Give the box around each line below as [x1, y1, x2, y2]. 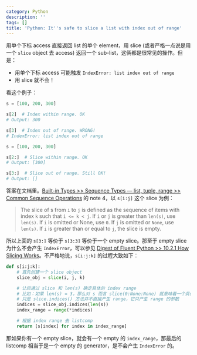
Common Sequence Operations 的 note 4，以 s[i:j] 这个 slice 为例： [6, 195, 175, 201]
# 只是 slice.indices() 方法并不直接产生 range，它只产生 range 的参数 [16, 296, 179, 302]
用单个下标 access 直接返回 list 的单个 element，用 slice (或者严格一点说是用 [6, 42, 191, 49]
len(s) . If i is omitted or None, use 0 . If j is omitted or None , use [20, 219, 174, 225]
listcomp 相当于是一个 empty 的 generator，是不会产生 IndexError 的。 [6, 342, 178, 349]
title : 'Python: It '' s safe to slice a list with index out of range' [6, 25, 182, 31]
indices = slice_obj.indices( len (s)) [16, 301, 109, 308]
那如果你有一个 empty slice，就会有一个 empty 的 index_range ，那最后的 [6, 334, 182, 341]
